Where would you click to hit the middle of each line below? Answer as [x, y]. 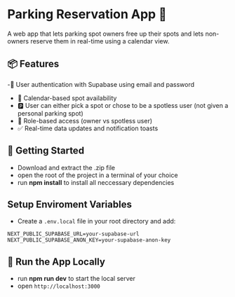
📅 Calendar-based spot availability [67, 98]
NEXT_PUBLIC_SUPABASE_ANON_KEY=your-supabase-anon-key [89, 240]
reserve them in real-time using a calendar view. [100, 41]
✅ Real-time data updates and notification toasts [88, 128]
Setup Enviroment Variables [69, 204]
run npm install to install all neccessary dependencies [96, 182]
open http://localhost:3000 [59, 286]
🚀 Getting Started [46, 151]
